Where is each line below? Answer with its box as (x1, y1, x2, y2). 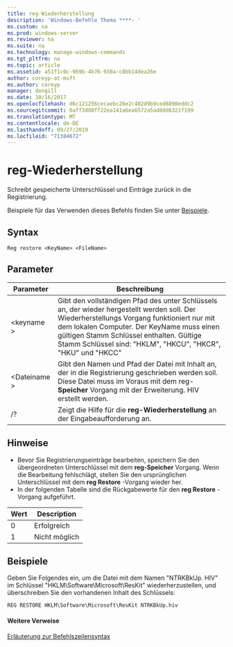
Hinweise (7, 438, 49, 449)
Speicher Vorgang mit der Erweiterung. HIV (58, 385, 200, 395)
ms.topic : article (7, 62, 60, 69)
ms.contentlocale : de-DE (7, 119, 79, 127)
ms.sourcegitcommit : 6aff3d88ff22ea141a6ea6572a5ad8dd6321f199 (7, 107, 194, 114)
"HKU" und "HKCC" (58, 347, 122, 357)
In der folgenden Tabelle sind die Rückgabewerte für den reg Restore (17, 485, 216, 493)
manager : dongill (7, 87, 58, 94)
